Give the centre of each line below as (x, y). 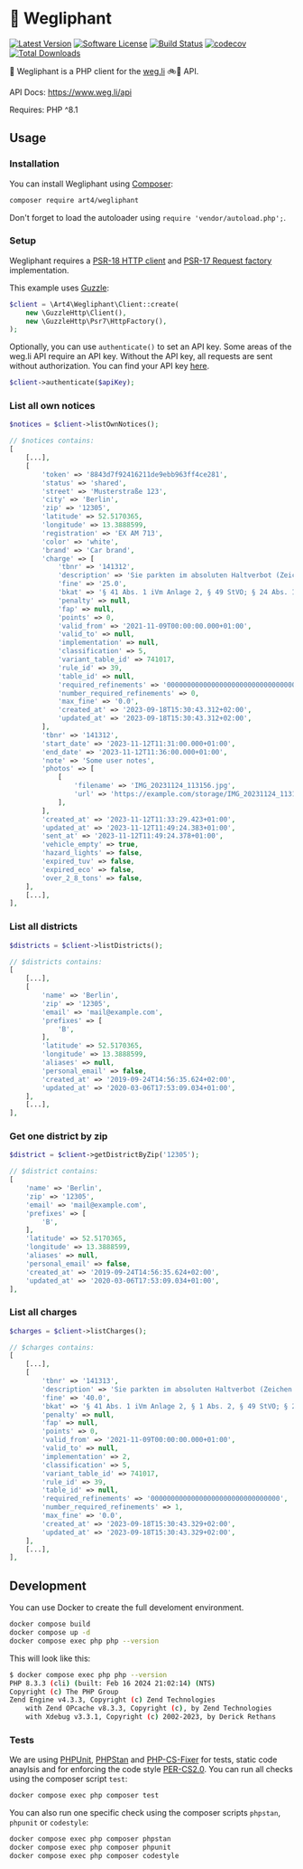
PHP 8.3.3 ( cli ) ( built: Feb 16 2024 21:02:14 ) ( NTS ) (113, 1683)
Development (48, 1585)
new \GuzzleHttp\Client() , (76, 313)
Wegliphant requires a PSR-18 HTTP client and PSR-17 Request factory (141, 261)
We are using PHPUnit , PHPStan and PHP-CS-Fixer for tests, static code (143, 1760)
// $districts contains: (56, 962)
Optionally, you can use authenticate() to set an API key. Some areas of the (151, 346)
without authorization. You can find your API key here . (110, 366)
